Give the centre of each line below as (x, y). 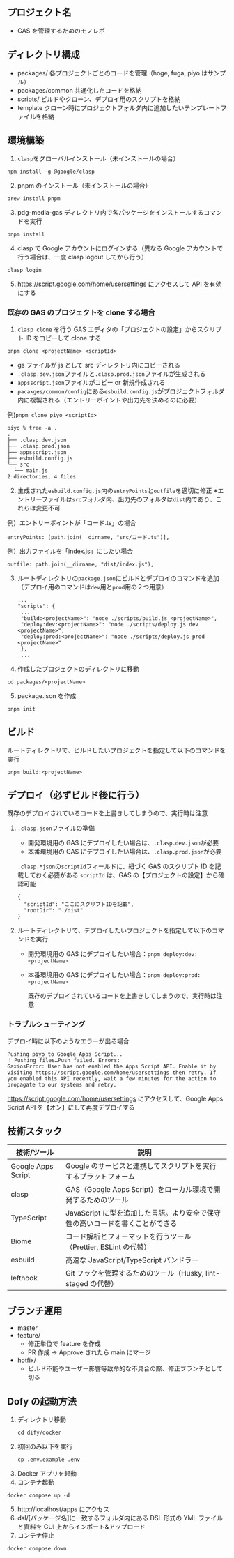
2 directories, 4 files (42, 476)
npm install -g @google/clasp (51, 172)
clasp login (24, 271)
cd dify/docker (39, 1433)
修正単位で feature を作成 (64, 1344)
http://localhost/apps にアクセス (63, 1509)
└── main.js (31, 470)
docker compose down (37, 1549)
